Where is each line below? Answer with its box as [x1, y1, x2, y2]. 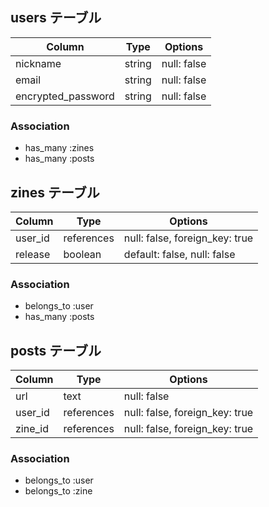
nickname [15, 56, 62, 70]
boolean [63, 247, 102, 261]
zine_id [15, 422, 49, 436]
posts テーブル [10, 342, 102, 359]
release [15, 247, 51, 261]
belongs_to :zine [24, 485, 93, 497]
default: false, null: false [123, 247, 236, 261]
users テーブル [10, 9, 102, 27]
